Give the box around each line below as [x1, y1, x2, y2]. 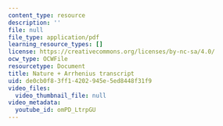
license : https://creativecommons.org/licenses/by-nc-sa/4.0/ [8, 48, 215, 56]
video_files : [8, 84, 51, 92]
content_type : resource [8, 11, 86, 20]
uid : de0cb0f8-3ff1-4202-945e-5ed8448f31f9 [8, 77, 153, 85]
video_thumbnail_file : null [15, 92, 107, 99]
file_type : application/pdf [8, 33, 100, 41]
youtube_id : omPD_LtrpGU [15, 106, 96, 114]
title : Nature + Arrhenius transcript [8, 70, 135, 77]
